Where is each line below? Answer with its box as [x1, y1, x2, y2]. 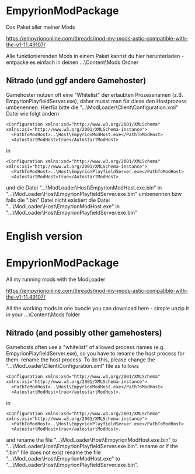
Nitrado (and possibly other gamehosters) [6, 328, 162, 338]
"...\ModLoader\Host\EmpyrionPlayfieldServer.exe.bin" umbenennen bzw [6, 190, 182, 197]
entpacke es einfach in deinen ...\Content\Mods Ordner [6, 59, 139, 66]
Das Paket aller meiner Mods [6, 23, 75, 31]
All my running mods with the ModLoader [6, 276, 106, 283]
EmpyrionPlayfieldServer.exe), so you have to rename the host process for [6, 350, 185, 357]
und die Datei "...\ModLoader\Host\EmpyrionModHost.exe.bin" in [6, 184, 162, 191]
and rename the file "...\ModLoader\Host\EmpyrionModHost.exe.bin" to [6, 436, 177, 443]
